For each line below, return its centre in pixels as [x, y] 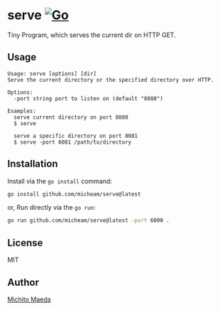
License [25, 243]
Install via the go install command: [60, 181]
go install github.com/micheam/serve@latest [74, 194]
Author [23, 282]
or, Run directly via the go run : [51, 208]
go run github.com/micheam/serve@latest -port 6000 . [89, 220]
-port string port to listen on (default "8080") [88, 98]
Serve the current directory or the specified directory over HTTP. [111, 80]
